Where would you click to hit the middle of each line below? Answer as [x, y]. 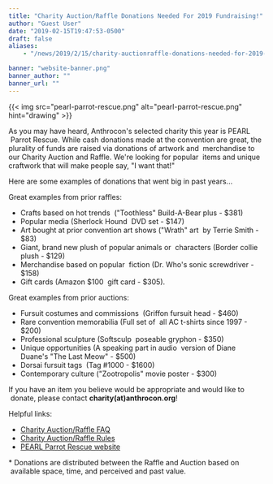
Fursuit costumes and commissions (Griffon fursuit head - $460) [129, 313]
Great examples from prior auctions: [69, 297]
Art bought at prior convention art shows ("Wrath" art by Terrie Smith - [139, 230]
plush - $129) [43, 256]
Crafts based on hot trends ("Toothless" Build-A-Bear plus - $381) [132, 213]
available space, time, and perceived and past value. [98, 471]
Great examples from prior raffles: [65, 197]
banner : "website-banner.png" [60, 69]
